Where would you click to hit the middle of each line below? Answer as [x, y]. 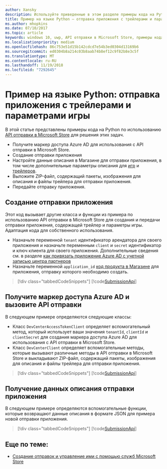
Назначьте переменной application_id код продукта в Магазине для [85, 266]
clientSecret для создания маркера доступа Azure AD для [75, 337]
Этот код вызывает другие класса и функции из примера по [69, 214]
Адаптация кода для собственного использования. [59, 230]
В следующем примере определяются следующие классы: [68, 317]
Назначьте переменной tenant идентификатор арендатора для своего [87, 240]
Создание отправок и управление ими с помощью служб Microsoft [84, 457]
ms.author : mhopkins [27, 24]
